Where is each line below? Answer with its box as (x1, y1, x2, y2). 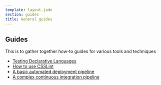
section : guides (5, 12, 39, 17)
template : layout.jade (5, 7, 52, 12)
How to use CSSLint (12, 63, 54, 69)
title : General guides (5, 16, 52, 21)
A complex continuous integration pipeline (12, 74, 100, 80)
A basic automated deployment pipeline (12, 68, 94, 75)
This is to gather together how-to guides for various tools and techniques (5, 48, 156, 54)
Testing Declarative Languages (12, 58, 76, 64)
